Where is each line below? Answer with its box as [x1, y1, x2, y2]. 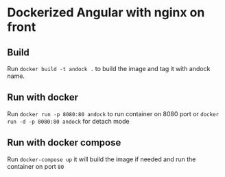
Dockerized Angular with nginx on [7, 5, 205, 21]
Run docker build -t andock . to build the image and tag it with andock [7, 65, 211, 72]
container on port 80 [7, 162, 64, 170]
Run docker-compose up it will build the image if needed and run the [7, 155, 196, 163]
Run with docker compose [7, 137, 121, 148]
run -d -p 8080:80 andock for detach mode [7, 117, 130, 125]
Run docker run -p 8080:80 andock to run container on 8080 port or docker [7, 109, 220, 118]
